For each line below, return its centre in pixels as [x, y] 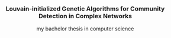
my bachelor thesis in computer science [85, 29]
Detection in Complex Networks [85, 16]
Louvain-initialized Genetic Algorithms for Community [85, 9]
